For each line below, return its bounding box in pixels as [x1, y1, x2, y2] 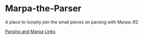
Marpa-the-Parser [5, 3, 82, 14]
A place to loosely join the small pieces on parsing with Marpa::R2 [5, 19, 139, 25]
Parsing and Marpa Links [5, 28, 56, 34]
